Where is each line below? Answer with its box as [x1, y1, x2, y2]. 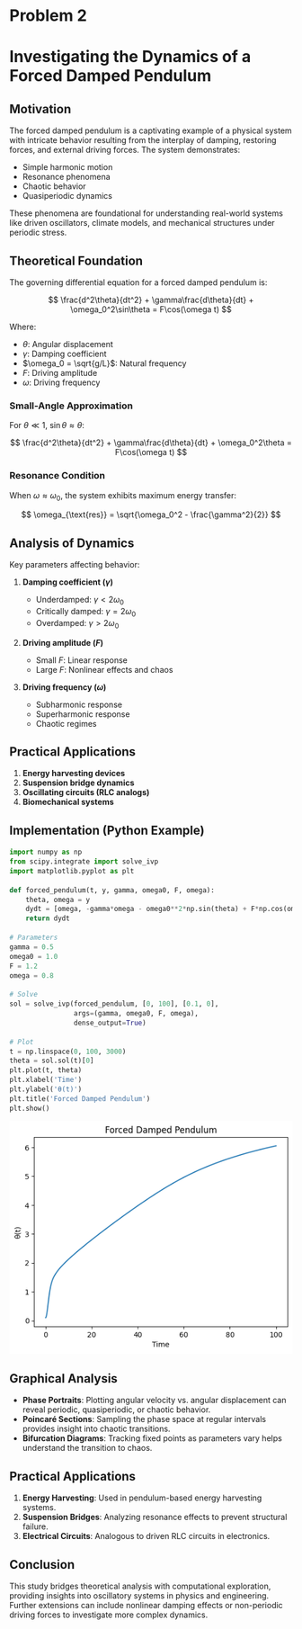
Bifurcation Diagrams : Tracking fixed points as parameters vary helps [22, 1433, 283, 1444]
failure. [22, 1521, 49, 1532]
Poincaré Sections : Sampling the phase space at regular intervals [22, 1414, 267, 1425]
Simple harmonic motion [22, 162, 113, 173]
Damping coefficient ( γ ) [22, 577, 114, 587]
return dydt [25, 914, 70, 923]
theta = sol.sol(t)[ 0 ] [9, 1056, 94, 1066]
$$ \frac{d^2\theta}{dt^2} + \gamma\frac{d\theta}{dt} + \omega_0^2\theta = [10, 437, 292, 448]
